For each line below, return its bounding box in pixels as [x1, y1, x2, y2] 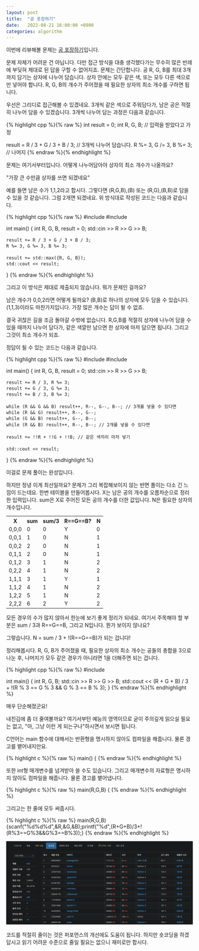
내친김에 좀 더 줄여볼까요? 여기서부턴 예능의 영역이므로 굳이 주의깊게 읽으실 [6, 715, 179, 722]
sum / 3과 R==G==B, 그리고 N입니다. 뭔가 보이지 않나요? [17, 622, 150, 629]
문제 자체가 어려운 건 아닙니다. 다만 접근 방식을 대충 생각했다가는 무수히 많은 [6, 59, 182, 66]
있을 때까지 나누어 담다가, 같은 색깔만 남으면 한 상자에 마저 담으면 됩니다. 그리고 [6, 324, 190, 331]
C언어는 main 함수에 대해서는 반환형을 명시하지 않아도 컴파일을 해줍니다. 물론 [6, 735, 185, 742]
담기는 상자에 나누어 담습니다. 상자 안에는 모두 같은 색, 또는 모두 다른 [17, 74, 175, 81]
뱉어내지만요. [17, 742, 48, 749]
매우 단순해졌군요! [6, 702, 48, 710]
